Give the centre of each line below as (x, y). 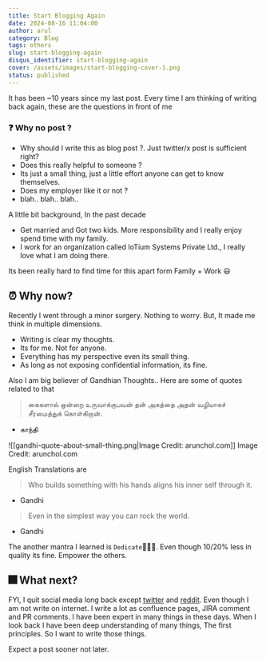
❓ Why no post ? (40, 127)
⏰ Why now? (41, 296)
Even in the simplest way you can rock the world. (109, 516)
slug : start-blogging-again (55, 53)
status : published (39, 75)
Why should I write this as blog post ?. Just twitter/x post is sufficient (133, 148)
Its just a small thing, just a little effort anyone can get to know (122, 173)
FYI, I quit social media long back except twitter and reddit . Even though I (129, 600)
